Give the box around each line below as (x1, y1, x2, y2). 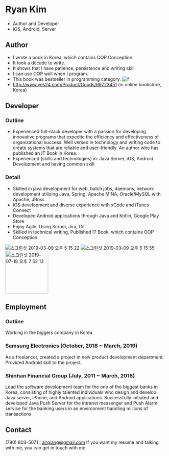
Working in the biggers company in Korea (5, 329, 93, 335)
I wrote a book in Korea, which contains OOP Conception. (12, 54, 134, 60)
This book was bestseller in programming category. (12, 76, 122, 82)
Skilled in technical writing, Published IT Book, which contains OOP (12, 229, 154, 235)
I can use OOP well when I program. (12, 70, 88, 77)
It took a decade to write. (12, 60, 66, 66)
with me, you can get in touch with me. (5, 444, 87, 450)
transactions (5, 411, 32, 417)
